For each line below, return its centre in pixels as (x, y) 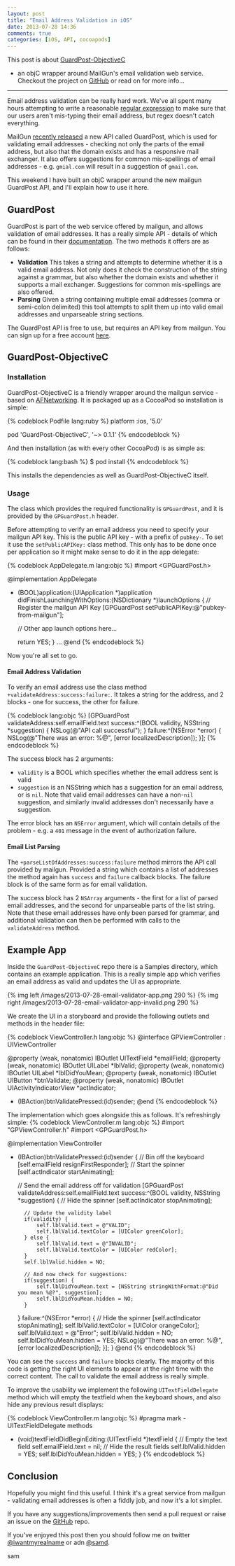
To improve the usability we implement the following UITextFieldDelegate (113, 1390)
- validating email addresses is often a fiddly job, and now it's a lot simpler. (115, 1500)
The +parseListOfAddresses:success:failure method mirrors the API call (112, 862)
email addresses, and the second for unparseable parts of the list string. (111, 906)
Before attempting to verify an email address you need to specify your (108, 529)
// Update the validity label (68, 1213)
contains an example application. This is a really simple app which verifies (114, 974)
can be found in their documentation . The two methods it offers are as (108, 241)
